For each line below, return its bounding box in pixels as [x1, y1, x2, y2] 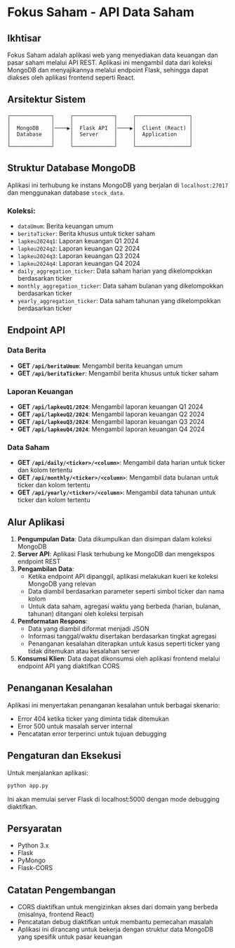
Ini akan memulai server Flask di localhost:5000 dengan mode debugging [7, 795, 220, 803]
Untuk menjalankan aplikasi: [7, 768, 88, 777]
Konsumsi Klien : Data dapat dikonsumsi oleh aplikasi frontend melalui [17, 655, 220, 663]
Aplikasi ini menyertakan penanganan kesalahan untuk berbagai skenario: [7, 700, 220, 709]
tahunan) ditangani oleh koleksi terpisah [27, 610, 144, 618]
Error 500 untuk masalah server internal [17, 722, 133, 730]
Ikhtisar [7, 32, 42, 44]
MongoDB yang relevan [27, 579, 96, 588]
